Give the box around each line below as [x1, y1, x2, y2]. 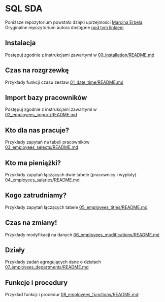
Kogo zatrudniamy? [5, 191, 67, 200]
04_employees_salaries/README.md [5, 177, 80, 183]
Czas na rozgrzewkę [5, 66, 69, 74]
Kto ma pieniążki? [5, 159, 61, 167]
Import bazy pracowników [5, 93, 87, 101]
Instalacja [5, 39, 36, 47]
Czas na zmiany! [5, 219, 58, 227]
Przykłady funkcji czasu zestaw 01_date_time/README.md [5, 79, 124, 85]
